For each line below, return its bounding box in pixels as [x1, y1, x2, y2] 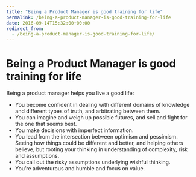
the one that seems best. [14, 121, 77, 128]
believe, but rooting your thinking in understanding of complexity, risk [14, 146, 188, 153]
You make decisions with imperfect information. [14, 127, 134, 134]
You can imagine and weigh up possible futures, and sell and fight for [14, 114, 188, 121]
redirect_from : [6, 25, 45, 32]
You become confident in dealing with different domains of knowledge [14, 101, 190, 109]
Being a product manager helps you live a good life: [6, 89, 134, 97]
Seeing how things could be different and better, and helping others [14, 139, 183, 147]
